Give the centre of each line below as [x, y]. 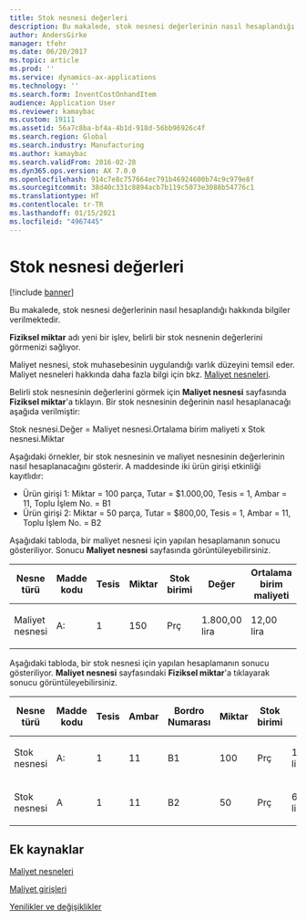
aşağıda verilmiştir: [45, 411]
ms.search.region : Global [58, 137]
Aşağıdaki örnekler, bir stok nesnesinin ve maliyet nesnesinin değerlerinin [147, 456]
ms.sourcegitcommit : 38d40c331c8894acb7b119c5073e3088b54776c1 [132, 188]
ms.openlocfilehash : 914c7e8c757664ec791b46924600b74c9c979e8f [132, 179]
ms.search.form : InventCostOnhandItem [83, 94]
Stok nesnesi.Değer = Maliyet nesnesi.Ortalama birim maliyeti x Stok [138, 429]
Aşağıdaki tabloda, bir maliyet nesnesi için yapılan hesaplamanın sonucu [145, 540]
